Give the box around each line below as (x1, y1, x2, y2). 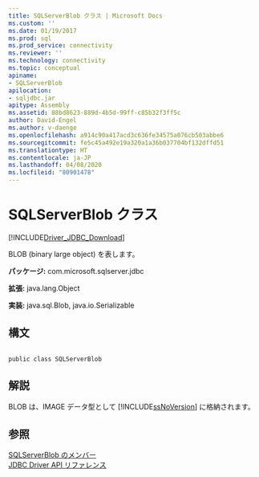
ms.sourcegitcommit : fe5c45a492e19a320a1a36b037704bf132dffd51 (8, 138, 225, 147)
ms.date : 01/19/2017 (8, 26, 78, 35)
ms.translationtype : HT (8, 146, 88, 154)
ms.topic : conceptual (8, 64, 81, 72)
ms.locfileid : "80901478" (8, 169, 95, 177)
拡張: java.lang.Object (8, 283, 80, 293)
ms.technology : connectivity (8, 57, 106, 65)
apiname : (8, 71, 38, 79)
